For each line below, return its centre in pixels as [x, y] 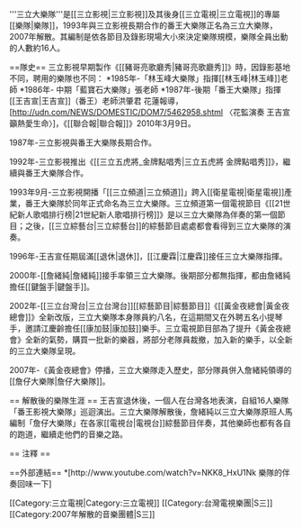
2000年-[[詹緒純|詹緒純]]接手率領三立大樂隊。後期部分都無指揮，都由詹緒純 [150, 275]
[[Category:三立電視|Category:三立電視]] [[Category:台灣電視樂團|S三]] [141, 503]
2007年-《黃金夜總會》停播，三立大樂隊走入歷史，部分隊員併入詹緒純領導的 [151, 370]
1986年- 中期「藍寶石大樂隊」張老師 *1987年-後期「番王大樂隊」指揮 [152, 90]
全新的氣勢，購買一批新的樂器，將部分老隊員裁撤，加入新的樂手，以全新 [159, 340]
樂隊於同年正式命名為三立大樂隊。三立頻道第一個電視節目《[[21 [165, 203]
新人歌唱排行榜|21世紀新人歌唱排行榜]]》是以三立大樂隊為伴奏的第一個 [147, 214]
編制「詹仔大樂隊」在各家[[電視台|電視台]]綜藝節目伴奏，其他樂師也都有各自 [151, 423]
